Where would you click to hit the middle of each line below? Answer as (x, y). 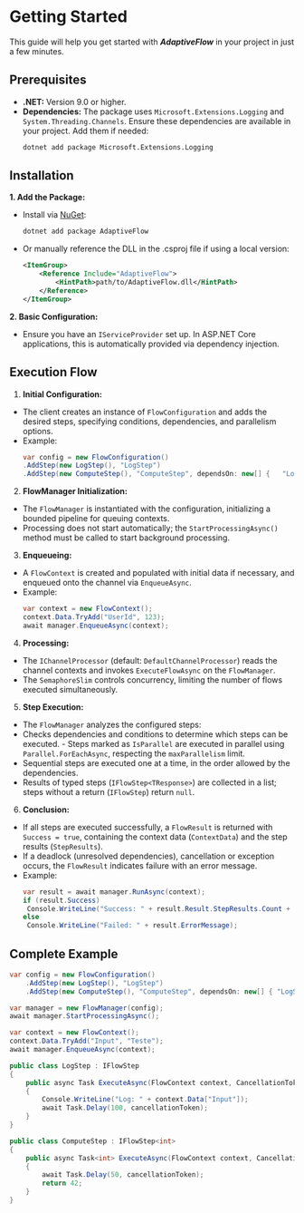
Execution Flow (53, 372)
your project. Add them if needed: (85, 131)
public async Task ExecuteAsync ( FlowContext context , (129, 1082)
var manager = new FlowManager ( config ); (87, 1008)
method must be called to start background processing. (126, 538)
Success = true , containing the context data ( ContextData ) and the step (155, 837)
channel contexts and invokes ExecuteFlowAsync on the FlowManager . (149, 670)
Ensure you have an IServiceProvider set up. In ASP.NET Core (139, 334)
